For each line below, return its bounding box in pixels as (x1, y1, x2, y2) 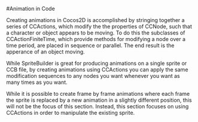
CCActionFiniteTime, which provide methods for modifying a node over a (6, 36, 186, 42)
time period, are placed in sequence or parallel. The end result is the (6, 42, 175, 49)
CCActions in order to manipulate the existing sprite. (6, 110, 135, 116)
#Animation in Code (6, 5, 55, 12)
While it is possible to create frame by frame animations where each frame (6, 90, 190, 97)
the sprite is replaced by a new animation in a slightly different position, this (6, 96, 193, 104)
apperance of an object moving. (6, 48, 85, 55)
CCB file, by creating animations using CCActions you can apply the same (6, 66, 188, 73)
